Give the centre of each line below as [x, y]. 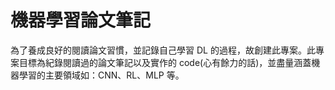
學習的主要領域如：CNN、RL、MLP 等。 [101, 75]
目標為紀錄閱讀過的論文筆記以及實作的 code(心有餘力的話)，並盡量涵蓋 [165, 62]
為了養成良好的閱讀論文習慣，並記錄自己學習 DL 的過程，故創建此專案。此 [163, 50]
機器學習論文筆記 [81, 20]
